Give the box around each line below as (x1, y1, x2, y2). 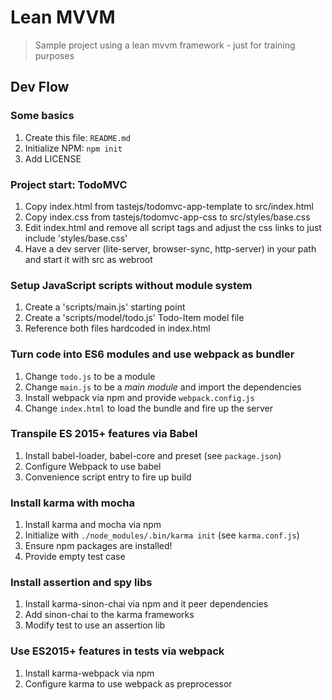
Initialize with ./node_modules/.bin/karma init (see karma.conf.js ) (24, 529, 300, 541)
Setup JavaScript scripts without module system (10, 278, 253, 292)
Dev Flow (10, 79, 70, 96)
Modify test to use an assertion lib (24, 619, 166, 631)
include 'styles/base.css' (24, 232, 128, 244)
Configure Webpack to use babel (24, 460, 162, 472)
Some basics (10, 109, 75, 123)
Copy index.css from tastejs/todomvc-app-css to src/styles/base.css (24, 211, 311, 223)
